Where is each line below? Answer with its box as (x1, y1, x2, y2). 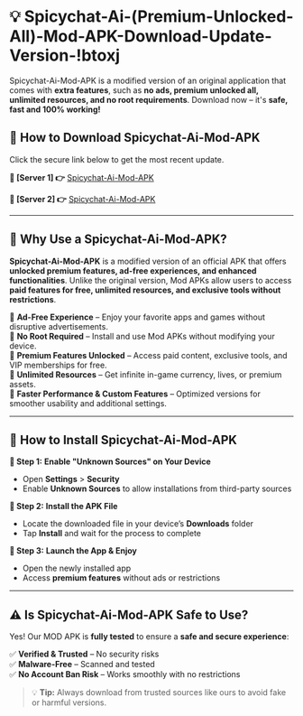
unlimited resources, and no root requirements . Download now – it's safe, (9, 94, 289, 105)
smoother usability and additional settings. (9, 397, 167, 408)
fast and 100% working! (9, 104, 101, 115)
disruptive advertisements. (9, 321, 108, 331)
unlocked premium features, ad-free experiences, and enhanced (9, 265, 257, 276)
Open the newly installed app (22, 563, 132, 574)
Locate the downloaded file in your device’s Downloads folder (22, 518, 254, 529)
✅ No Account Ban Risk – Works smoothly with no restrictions (9, 669, 241, 680)
